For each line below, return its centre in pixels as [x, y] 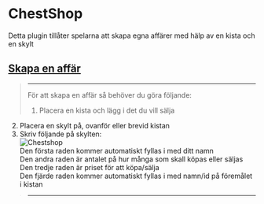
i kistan [31, 184]
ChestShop [46, 14]
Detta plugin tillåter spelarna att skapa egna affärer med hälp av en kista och [132, 35]
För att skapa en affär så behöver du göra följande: [110, 95]
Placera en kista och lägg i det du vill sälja [107, 110]
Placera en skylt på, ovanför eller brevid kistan [95, 125]
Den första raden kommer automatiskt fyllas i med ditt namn [117, 150]
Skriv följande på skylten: [60, 134]
